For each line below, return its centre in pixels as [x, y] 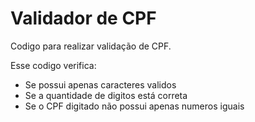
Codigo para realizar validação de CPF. [91, 46]
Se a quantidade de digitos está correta [106, 95]
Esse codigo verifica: [53, 65]
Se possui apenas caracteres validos [100, 84]
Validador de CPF [83, 18]
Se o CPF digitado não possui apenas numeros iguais [134, 106]
